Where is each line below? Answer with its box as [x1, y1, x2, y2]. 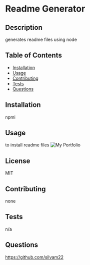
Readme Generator [5, 3, 85, 15]
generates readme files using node [5, 36, 77, 42]
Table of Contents [5, 51, 62, 60]
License [5, 156, 30, 165]
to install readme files [5, 142, 49, 148]
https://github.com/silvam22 [5, 254, 64, 260]
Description [5, 23, 42, 32]
